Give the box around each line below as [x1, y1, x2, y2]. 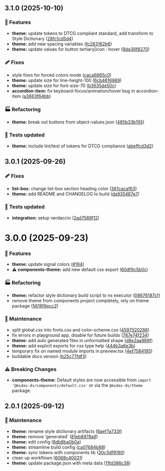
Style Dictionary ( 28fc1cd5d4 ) [11, 35, 74, 41]
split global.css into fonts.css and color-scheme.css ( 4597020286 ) [11, 327, 150, 333]
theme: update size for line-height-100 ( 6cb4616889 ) [11, 77, 122, 83]
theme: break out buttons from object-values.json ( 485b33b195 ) [11, 119, 145, 125]
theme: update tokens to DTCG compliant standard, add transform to [11, 30, 154, 36]
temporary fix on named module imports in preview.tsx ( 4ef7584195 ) [11, 348, 153, 354]
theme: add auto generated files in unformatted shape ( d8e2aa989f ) [11, 337, 153, 343]
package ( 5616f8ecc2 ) [11, 303, 59, 309]
